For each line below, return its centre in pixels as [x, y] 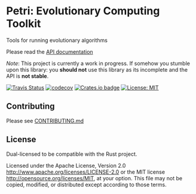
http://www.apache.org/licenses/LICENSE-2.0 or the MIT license [86, 172]
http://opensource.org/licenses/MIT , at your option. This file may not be [94, 178]
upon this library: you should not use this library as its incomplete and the [97, 69]
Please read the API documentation [50, 51]
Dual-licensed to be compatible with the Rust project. [72, 154]
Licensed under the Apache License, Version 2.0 [66, 165]
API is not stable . [27, 76]
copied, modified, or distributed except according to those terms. [87, 184]
